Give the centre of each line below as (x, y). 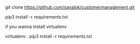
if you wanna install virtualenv (36, 26)
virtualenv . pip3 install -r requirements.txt (49, 36)
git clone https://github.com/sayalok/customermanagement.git (70, 7)
